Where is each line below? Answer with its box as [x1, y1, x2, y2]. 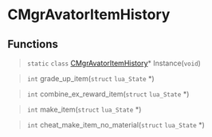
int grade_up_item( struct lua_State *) [26, 74, 155, 83]
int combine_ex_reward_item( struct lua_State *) [26, 89, 190, 99]
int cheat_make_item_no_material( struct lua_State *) [26, 120, 205, 129]
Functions [7, 37, 59, 51]
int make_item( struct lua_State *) [26, 105, 142, 114]
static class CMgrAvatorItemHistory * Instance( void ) [26, 58, 201, 68]
